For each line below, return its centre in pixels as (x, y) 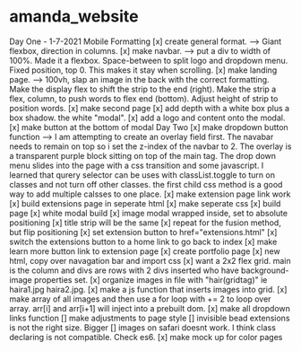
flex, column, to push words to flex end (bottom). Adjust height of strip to (144, 98)
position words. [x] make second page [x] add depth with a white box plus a (149, 108)
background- (265, 270)
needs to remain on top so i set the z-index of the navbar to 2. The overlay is (150, 146)
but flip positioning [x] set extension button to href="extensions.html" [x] (143, 232)
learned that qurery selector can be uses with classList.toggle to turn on (142, 175)
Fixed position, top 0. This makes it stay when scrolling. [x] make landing (143, 70)
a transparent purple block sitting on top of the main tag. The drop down (142, 155)
